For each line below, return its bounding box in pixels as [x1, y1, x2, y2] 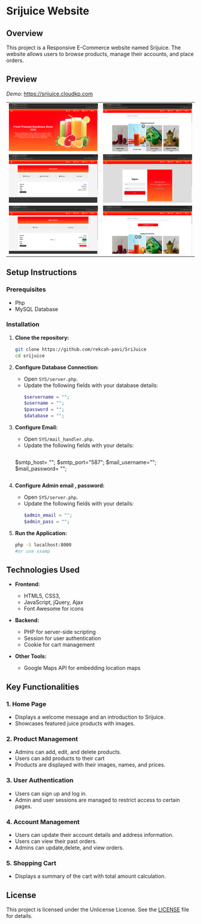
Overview [6, 28, 44, 38]
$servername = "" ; [23, 394, 70, 400]
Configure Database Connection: [14, 363, 99, 370]
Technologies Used [6, 564, 80, 575]
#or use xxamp [14, 548, 50, 554]
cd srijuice [14, 352, 45, 358]
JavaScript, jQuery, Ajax [23, 599, 84, 606]
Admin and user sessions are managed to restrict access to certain [14, 796, 181, 803]
